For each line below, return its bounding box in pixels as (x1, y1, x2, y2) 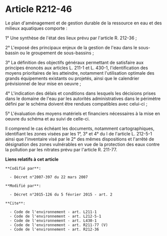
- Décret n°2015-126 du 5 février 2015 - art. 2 (9, 192, 113, 197)
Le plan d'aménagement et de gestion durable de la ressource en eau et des (5, 20, 162, 26)
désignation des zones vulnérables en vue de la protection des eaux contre (5, 141, 160, 147)
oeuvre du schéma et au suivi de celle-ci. (5, 116, 90, 121)
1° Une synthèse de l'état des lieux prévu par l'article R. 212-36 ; (5, 35, 137, 41)
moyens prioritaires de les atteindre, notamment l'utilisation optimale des (5, 70, 155, 76)
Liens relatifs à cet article (5, 156, 59, 162)
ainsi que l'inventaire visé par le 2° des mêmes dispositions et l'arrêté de (5, 136, 155, 142)
